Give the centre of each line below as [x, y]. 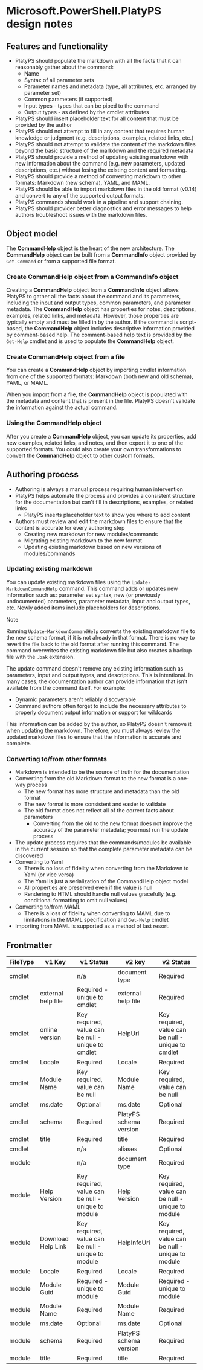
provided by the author [43, 125]
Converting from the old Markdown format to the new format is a [95, 779]
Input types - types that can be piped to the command [91, 106]
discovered [29, 855]
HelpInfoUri [134, 1243]
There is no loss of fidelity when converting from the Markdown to [106, 869]
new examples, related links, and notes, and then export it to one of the [95, 443]
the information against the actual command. [62, 407]
